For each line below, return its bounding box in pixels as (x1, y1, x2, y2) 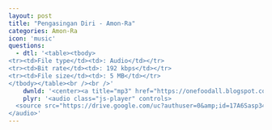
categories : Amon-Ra (8, 27, 79, 35)
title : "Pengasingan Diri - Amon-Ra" (8, 19, 136, 27)
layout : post (8, 11, 53, 20)
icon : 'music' (8, 34, 57, 43)
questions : (8, 42, 45, 50)
